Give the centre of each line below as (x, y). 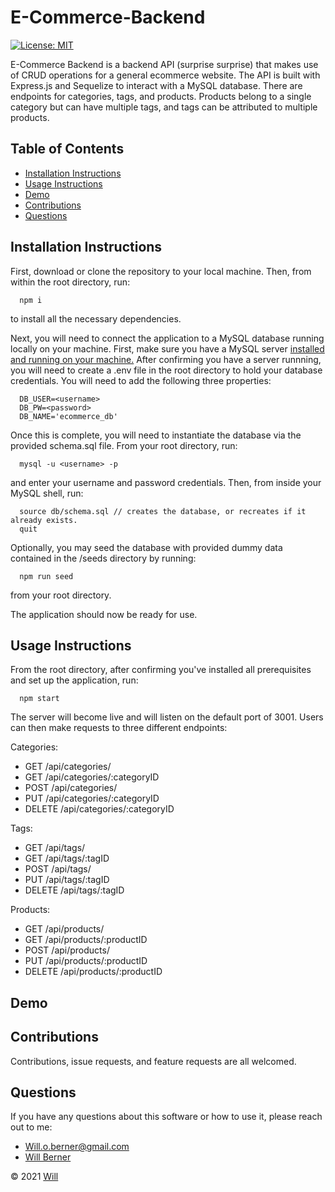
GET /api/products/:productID (86, 940)
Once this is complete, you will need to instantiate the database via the (156, 435)
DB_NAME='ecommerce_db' (68, 416)
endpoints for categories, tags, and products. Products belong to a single (161, 96)
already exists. (44, 520)
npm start (39, 699)
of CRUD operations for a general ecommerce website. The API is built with (165, 75)
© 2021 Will (34, 1177)
